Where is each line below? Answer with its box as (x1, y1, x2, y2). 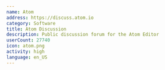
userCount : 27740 (6, 37, 51, 43)
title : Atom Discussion (6, 26, 67, 32)
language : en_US (6, 54, 47, 60)
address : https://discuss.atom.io (6, 15, 94, 21)
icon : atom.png (6, 43, 45, 49)
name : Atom (6, 9, 34, 15)
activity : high (6, 49, 45, 55)
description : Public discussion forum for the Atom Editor (6, 32, 160, 38)
